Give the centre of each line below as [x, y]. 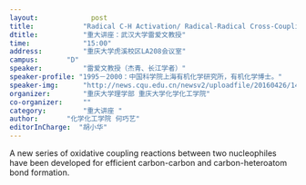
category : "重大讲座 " [66, 111]
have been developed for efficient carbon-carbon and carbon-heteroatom [148, 163]
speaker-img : [34, 85]
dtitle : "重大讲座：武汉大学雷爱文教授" [98, 34]
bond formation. [40, 172]
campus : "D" [44, 60]
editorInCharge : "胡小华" [58, 128]
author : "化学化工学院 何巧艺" [75, 119]
